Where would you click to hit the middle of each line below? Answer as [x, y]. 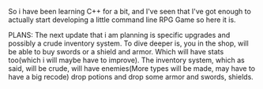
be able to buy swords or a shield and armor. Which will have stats [116, 52]
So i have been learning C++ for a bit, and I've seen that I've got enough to [130, 11]
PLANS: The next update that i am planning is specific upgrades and [119, 35]
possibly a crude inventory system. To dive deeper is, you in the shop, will [128, 43]
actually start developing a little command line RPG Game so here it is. [122, 20]
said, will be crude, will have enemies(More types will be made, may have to [132, 69]
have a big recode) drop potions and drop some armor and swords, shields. [131, 77]
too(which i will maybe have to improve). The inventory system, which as [126, 60]
